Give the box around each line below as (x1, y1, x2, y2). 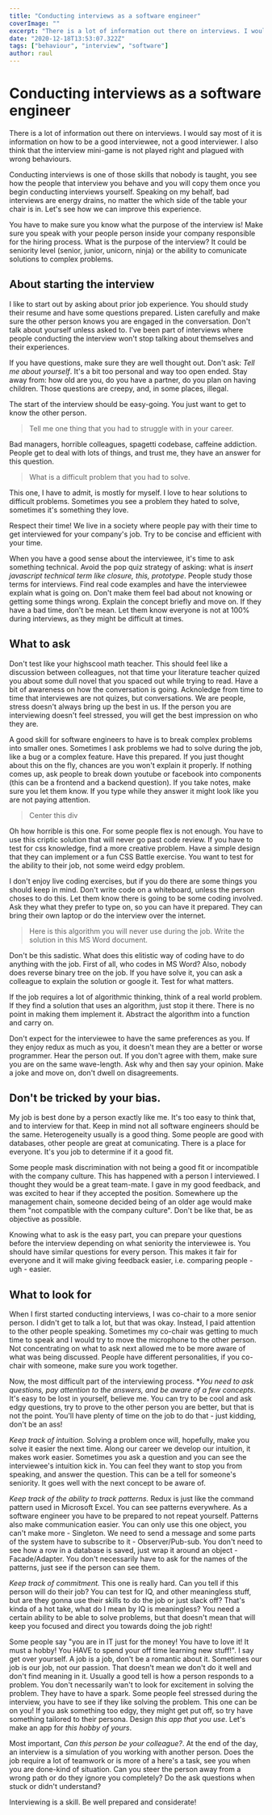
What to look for (9, 1287, 92, 1301)
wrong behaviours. (9, 154, 72, 163)
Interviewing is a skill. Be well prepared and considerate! (9, 1797, 197, 1807)
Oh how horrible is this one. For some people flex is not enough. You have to (9, 826, 263, 836)
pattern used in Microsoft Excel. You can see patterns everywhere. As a (9, 1503, 248, 1512)
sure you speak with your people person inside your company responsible (9, 228, 256, 238)
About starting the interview (9, 278, 155, 291)
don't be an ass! (9, 1419, 63, 1429)
